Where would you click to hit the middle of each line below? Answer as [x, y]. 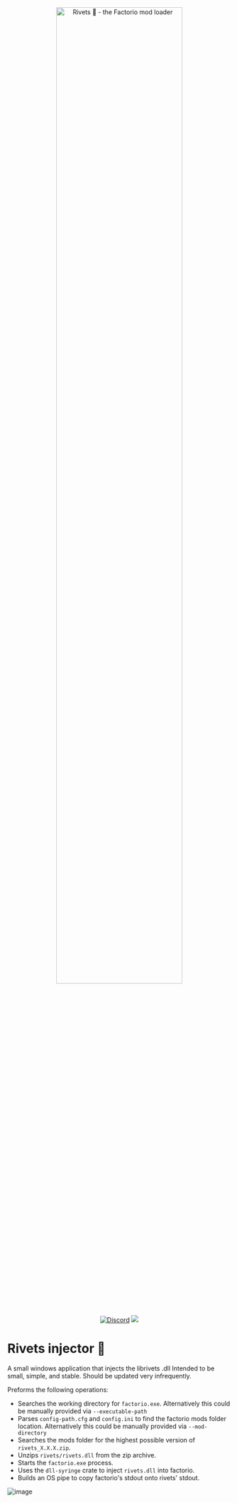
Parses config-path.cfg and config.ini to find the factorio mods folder [122, 1418]
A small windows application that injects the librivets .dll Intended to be [111, 1368]
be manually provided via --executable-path [82, 1411]
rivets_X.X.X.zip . [44, 1447]
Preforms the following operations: [58, 1389]
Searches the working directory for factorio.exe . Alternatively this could [124, 1403]
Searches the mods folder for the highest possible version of [106, 1440]
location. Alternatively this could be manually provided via [102, 1426]
